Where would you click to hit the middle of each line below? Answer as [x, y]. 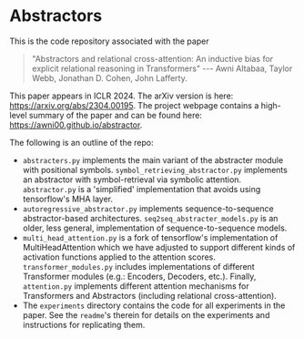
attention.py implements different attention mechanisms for [136, 286]
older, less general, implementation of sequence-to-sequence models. [155, 228]
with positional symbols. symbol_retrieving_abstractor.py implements [155, 169]
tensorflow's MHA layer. [68, 199]
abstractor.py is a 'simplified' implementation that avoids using [142, 189]
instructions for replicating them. [84, 324]
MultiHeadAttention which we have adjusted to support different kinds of [159, 247]
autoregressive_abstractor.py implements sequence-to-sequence [148, 208]
